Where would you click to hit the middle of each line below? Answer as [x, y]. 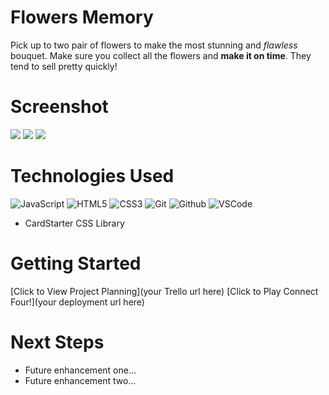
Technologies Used [92, 176]
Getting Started [76, 263]
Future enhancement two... [80, 380]
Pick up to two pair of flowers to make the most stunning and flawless [154, 45]
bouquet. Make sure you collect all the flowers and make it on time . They [161, 55]
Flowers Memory [82, 17]
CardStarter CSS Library [74, 223]
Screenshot [59, 107]
